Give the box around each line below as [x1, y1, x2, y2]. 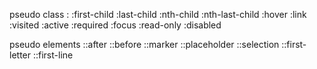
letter [9, 49, 32, 61]
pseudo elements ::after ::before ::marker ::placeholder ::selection [9, 39, 280, 50]
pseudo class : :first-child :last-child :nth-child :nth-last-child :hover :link [9, 9, 307, 20]
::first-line [32, 49, 74, 61]
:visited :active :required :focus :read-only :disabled [9, 19, 222, 31]
